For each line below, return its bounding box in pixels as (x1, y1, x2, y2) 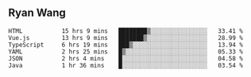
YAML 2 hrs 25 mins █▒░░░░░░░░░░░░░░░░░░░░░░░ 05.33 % (8, 47, 244, 56)
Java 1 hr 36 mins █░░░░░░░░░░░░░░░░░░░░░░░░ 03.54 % (8, 61, 244, 69)
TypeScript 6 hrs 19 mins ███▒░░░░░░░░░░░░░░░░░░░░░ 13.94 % (8, 41, 244, 49)
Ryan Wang (8, 6, 66, 20)
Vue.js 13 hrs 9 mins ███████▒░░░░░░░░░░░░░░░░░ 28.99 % (8, 34, 244, 42)
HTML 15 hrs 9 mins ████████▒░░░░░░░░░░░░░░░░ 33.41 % (8, 27, 244, 35)
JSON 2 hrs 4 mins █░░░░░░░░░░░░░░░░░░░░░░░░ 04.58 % (8, 54, 244, 62)
